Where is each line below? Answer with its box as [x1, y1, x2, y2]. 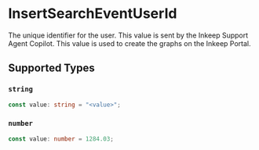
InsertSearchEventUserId [8, 5, 177, 23]
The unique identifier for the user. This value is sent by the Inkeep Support [8, 30, 249, 40]
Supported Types [8, 62, 96, 75]
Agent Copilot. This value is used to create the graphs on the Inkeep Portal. [8, 38, 251, 48]
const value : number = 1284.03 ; [8, 134, 114, 143]
